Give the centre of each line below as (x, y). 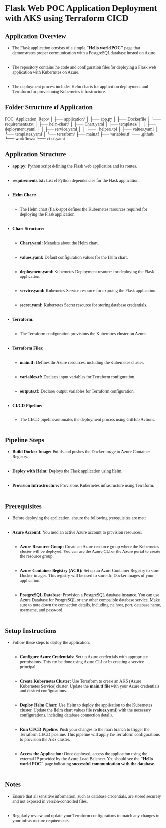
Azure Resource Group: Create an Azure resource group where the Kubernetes (89, 547)
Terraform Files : (28, 348)
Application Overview (36, 36)
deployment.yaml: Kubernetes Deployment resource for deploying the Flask (87, 271)
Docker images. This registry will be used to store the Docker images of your (86, 576)
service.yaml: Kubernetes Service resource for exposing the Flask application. (88, 291)
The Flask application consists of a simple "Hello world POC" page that (76, 48)
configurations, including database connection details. (66, 715)
